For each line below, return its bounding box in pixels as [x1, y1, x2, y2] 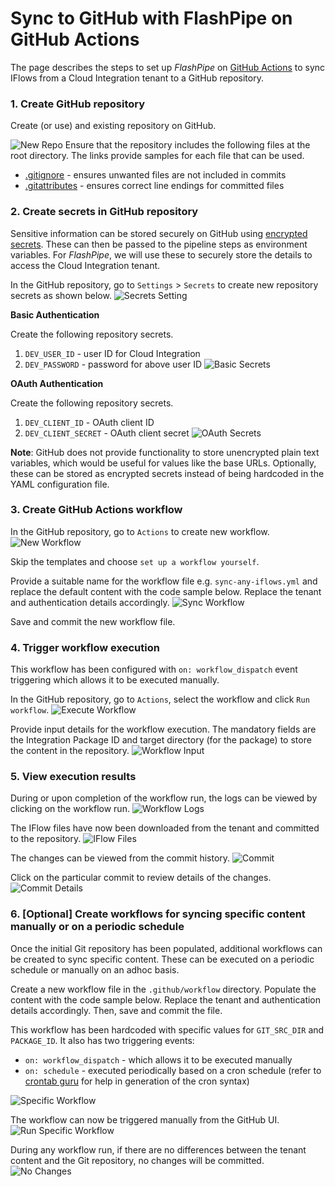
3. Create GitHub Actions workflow [10, 503, 183, 517]
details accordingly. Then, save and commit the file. [10, 1004, 223, 1016]
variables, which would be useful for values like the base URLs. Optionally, [10, 457, 317, 469]
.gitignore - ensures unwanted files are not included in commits [24, 169, 287, 181]
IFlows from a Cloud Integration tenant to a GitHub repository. [10, 72, 264, 84]
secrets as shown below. [10, 289, 112, 301]
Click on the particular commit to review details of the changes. [10, 872, 272, 884]
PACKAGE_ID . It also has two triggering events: [10, 1034, 195, 1046]
